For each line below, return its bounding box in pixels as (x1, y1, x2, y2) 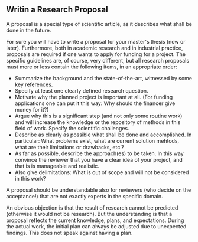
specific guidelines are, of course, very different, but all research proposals (6, 57, 190, 64)
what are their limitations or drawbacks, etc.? (14, 143, 124, 151)
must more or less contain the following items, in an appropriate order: (6, 63, 177, 70)
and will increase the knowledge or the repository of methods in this (14, 118, 181, 126)
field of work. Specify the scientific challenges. (14, 125, 129, 132)
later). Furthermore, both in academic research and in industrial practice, (6, 44, 183, 51)
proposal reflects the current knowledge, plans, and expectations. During (6, 217, 184, 224)
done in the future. (6, 27, 51, 34)
